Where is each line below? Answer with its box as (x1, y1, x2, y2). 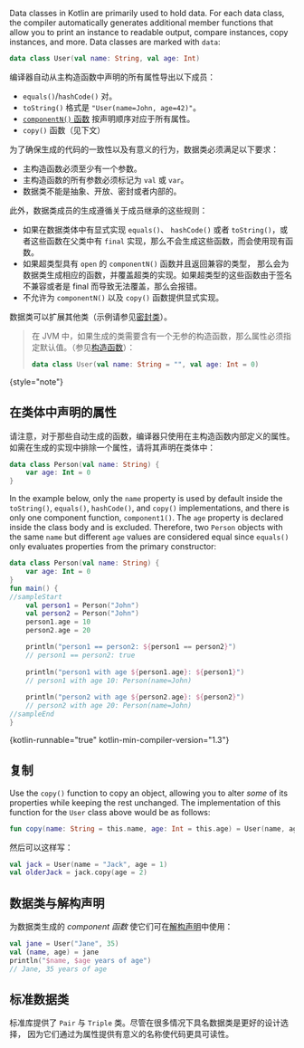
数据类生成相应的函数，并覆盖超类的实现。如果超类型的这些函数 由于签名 (22, 269, 292, 280)
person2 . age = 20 (25, 626, 91, 635)
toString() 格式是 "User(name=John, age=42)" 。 (22, 101, 202, 112)
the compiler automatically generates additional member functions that (9, 17, 274, 28)
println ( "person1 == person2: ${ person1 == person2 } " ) (25, 643, 237, 652)
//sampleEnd (9, 710, 54, 719)
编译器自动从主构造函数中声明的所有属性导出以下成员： (9, 71, 215, 82)
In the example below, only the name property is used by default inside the (9, 493, 283, 504)
